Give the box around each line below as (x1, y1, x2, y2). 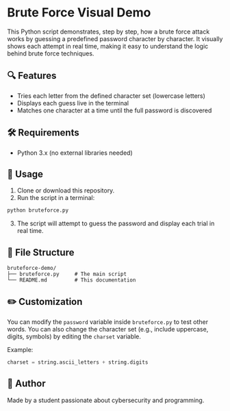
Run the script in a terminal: (16, 194, 95, 202)
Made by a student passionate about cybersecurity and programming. (7, 396, 205, 404)
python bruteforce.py (7, 207, 69, 214)
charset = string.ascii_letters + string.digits (7, 358, 149, 366)
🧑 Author (7, 378, 46, 390)
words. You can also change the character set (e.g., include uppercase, (7, 325, 209, 333)
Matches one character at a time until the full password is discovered (16, 106, 212, 114)
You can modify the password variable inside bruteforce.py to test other (7, 317, 209, 326)
